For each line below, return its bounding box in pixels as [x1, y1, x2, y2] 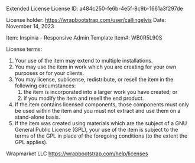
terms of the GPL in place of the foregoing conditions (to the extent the [14, 132, 188, 139]
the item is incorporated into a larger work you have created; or [23, 89, 178, 95]
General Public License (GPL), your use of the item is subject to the [14, 126, 178, 133]
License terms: [6, 45, 43, 53]
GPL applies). [14, 139, 48, 145]
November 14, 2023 [6, 23, 54, 30]
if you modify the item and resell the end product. [23, 94, 144, 102]
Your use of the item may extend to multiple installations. [14, 57, 153, 64]
